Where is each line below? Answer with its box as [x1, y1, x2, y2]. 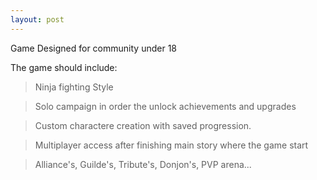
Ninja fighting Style [34, 81, 114, 93]
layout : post [10, 14, 65, 25]
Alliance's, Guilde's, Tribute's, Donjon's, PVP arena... [34, 158, 252, 170]
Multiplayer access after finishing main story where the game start [34, 139, 309, 151]
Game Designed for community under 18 [10, 42, 177, 54]
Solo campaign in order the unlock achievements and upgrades [34, 100, 297, 112]
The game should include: [10, 61, 118, 73]
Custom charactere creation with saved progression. [34, 119, 252, 131]
